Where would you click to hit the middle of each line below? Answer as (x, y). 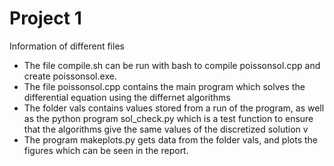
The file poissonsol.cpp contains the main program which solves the (164, 86)
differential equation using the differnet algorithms (127, 97)
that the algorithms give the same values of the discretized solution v (166, 129)
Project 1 (45, 18)
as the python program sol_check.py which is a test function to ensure (168, 118)
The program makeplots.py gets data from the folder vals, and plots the (170, 139)
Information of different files (67, 46)
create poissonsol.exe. (70, 76)
